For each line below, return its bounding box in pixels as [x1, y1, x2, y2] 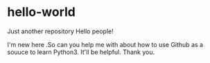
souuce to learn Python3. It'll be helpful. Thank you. [7, 48, 155, 56]
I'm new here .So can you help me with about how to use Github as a [7, 40, 203, 48]
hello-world [7, 4, 76, 20]
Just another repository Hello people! [7, 27, 114, 35]
